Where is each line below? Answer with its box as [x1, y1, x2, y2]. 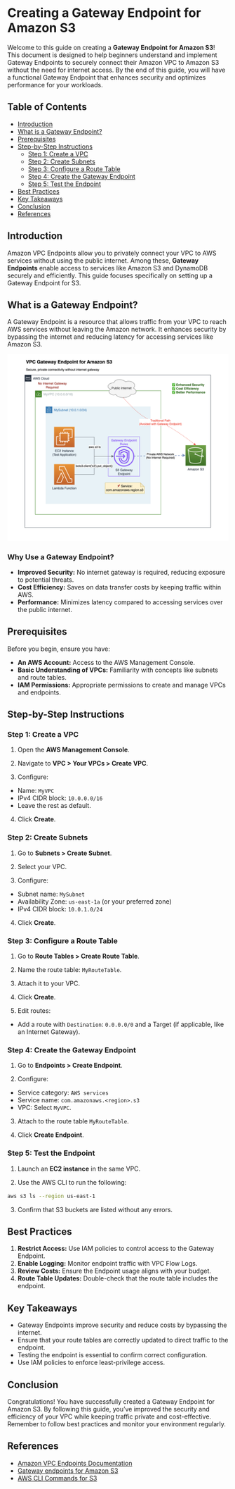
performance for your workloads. [7, 80, 103, 89]
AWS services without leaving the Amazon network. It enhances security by [7, 325, 227, 334]
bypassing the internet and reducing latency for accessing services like [7, 332, 214, 341]
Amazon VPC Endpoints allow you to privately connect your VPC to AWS [7, 249, 217, 257]
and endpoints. [17, 688, 61, 697]
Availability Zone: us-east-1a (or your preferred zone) [17, 897, 172, 906]
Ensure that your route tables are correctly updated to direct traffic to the [17, 1336, 229, 1345]
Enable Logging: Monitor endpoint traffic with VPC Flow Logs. [17, 1259, 198, 1268]
